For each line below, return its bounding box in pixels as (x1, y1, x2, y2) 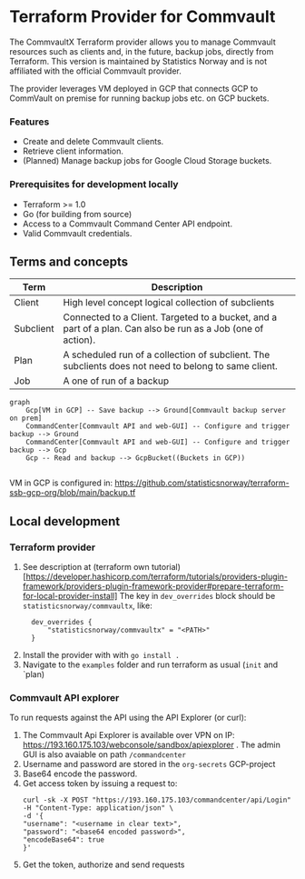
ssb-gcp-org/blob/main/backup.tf (9, 487, 136, 498)
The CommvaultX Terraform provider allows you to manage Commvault (9, 36, 277, 47)
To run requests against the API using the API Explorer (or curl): (9, 712, 247, 724)
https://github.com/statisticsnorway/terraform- (114, 477, 290, 488)
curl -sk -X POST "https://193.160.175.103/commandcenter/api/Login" (22, 795, 292, 805)
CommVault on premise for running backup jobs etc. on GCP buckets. (9, 93, 270, 104)
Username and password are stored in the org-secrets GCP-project (22, 759, 276, 770)
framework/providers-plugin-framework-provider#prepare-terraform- (22, 581, 284, 592)
